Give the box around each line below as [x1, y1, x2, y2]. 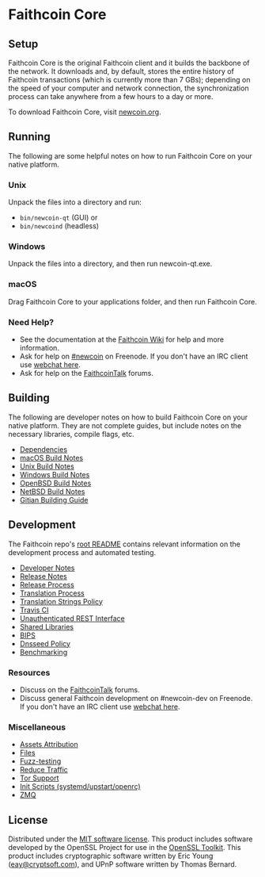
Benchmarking [19, 647, 68, 657]
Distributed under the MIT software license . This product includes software [8, 834, 253, 844]
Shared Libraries [19, 622, 74, 631]
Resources [8, 667, 51, 678]
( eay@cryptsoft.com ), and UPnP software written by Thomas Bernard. [8, 860, 237, 869]
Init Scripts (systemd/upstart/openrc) [19, 782, 141, 791]
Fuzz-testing [19, 756, 62, 766]
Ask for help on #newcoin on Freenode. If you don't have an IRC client [19, 351, 248, 361]
